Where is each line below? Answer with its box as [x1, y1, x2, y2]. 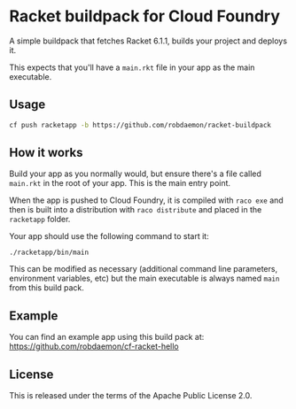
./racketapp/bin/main [9, 248, 90, 258]
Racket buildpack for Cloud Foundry [9, 6, 281, 27]
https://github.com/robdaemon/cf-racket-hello [9, 341, 179, 351]
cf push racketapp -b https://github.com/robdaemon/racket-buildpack [9, 120, 272, 129]
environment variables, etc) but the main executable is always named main [9, 273, 280, 284]
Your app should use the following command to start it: [9, 231, 210, 242]
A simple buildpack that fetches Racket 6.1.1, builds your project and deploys [9, 35, 288, 46]
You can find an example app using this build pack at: [9, 332, 205, 343]
